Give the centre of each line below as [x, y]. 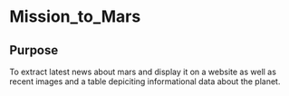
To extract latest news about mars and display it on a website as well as [143, 72]
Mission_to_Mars [75, 17]
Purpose [34, 50]
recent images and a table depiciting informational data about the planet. [145, 82]
